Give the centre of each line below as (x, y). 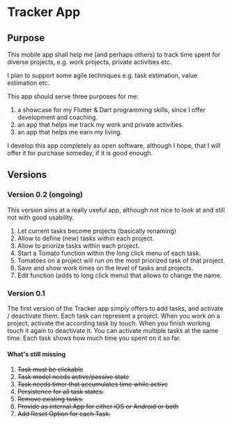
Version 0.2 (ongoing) (45, 194)
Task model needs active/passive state (73, 377)
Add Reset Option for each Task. (64, 414)
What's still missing (37, 354)
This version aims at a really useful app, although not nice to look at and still (116, 210)
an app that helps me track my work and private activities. (100, 125)
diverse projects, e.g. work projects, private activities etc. (90, 62)
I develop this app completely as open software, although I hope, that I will (114, 146)
